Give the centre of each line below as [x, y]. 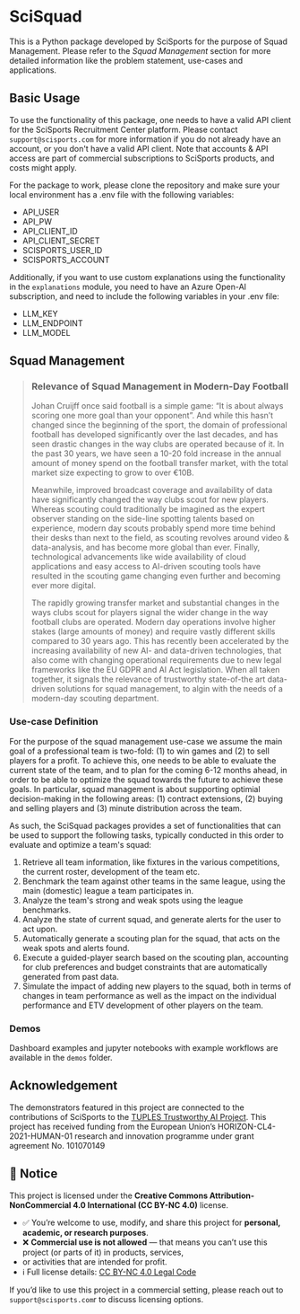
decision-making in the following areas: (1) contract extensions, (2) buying [146, 798]
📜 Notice [34, 1174]
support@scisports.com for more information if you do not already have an [145, 139]
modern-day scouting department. [95, 699]
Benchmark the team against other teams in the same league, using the [154, 881]
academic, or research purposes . [86, 1232]
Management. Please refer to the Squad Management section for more [140, 50]
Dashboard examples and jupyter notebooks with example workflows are [144, 1048]
